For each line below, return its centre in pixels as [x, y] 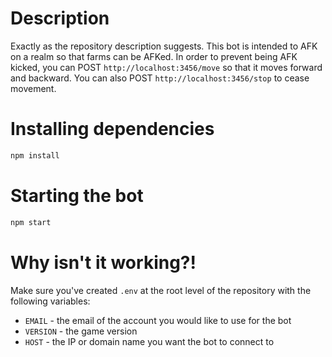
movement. [33, 88]
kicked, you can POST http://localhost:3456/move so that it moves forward [166, 67]
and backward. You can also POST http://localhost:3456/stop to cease [160, 78]
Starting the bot [77, 195]
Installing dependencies [112, 129]
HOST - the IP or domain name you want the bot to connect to [149, 341]
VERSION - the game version [81, 331]
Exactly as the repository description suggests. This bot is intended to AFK [164, 46]
